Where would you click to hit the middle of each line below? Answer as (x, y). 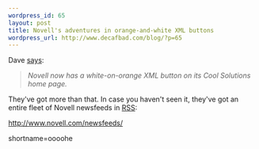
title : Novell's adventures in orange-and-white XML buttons (111, 30)
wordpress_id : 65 (37, 15)
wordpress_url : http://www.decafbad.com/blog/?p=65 (95, 38)
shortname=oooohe (40, 139)
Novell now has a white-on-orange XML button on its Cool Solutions (139, 75)
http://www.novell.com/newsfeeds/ (66, 123)
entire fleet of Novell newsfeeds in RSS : (73, 108)
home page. (47, 84)
